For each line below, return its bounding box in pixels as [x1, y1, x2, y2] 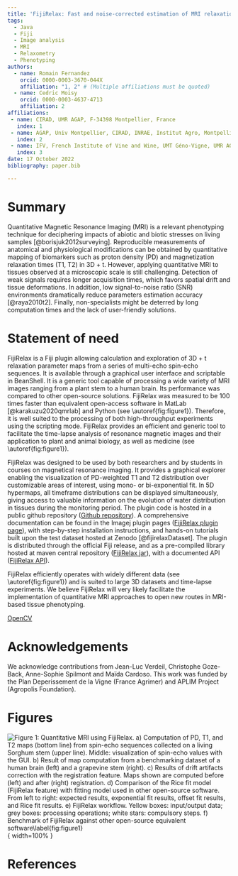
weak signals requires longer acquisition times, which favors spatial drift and [7, 275, 231, 284]
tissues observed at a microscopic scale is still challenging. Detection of [7, 268, 218, 276]
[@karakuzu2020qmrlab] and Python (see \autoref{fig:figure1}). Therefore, [7, 406, 226, 415]
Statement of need [7, 330, 119, 346]
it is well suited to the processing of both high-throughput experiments [7, 414, 214, 422]
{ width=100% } [7, 831, 53, 840]
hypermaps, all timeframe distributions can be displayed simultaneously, [7, 488, 219, 497]
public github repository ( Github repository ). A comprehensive [7, 510, 189, 519]
